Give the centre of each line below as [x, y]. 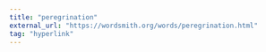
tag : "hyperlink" [42, 33]
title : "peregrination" [54, 17]
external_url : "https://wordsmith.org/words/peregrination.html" [133, 26]
